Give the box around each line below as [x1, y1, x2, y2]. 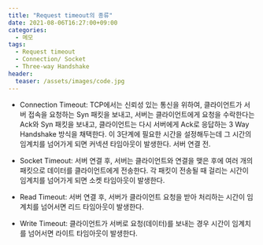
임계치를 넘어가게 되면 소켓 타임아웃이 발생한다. [19, 175, 165, 185]
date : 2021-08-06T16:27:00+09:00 [8, 19, 118, 27]
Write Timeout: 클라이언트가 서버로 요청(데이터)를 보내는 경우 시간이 [19, 218, 231, 228]
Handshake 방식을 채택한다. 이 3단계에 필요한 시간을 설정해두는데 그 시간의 [19, 129, 252, 138]
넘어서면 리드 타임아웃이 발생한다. [40, 202, 144, 211]
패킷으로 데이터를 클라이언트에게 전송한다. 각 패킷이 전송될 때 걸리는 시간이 [19, 166, 250, 175]
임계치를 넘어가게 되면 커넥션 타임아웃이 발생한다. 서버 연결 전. [19, 139, 211, 148]
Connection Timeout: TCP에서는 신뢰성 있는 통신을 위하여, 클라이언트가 [19, 100, 243, 109]
